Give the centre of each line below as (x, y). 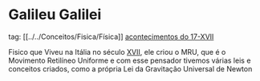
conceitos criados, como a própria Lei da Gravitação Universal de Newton (130, 68)
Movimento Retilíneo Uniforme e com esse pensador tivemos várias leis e (130, 60)
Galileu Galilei (55, 15)
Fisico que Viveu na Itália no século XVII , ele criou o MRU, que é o (117, 52)
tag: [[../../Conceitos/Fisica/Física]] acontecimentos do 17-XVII (111, 37)
